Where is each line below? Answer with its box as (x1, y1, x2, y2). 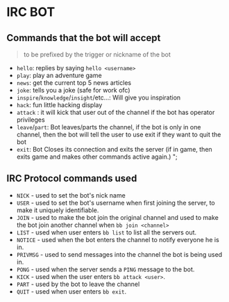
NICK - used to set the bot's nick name (16, 191, 126, 199)
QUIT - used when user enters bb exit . (16, 287, 127, 296)
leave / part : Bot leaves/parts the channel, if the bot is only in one (16, 123, 201, 131)
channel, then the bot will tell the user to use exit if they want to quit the (16, 130, 221, 138)
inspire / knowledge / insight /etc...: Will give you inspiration (16, 93, 181, 102)
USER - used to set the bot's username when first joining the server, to (16, 198, 216, 207)
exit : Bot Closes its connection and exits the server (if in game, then (16, 145, 212, 153)
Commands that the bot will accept (6, 32, 161, 44)
